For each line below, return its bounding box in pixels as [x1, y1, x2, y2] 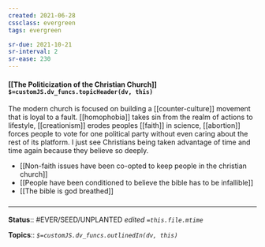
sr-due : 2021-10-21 [8, 40, 73, 48]
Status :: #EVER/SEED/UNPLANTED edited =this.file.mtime [8, 215, 203, 224]
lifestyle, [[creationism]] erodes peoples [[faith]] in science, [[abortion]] [8, 121, 241, 130]
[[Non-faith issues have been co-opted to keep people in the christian [19, 161, 247, 170]
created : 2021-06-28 [8, 11, 77, 20]
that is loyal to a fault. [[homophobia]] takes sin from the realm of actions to [8, 112, 254, 122]
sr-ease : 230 [8, 55, 51, 63]
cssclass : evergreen [8, 19, 77, 27]
